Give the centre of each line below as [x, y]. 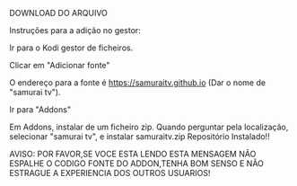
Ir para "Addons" [40, 110]
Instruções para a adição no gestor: [75, 30]
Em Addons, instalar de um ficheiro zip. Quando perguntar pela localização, [149, 127]
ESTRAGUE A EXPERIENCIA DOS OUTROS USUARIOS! [110, 173]
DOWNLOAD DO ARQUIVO [58, 13]
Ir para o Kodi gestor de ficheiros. [71, 48]
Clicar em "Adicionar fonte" [60, 65]
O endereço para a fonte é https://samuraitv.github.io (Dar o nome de [138, 83]
